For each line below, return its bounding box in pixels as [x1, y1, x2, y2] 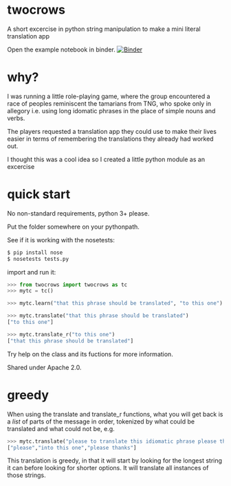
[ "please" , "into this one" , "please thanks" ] [7, 444, 137, 451]
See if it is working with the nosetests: [7, 235, 115, 244]
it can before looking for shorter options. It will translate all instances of [7, 464, 209, 472]
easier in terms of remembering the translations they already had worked [7, 135, 214, 143]
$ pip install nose [7, 249, 63, 256]
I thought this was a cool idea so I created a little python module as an [7, 155, 205, 163]
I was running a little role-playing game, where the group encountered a [7, 92, 211, 100]
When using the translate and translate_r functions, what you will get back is [7, 410, 223, 418]
